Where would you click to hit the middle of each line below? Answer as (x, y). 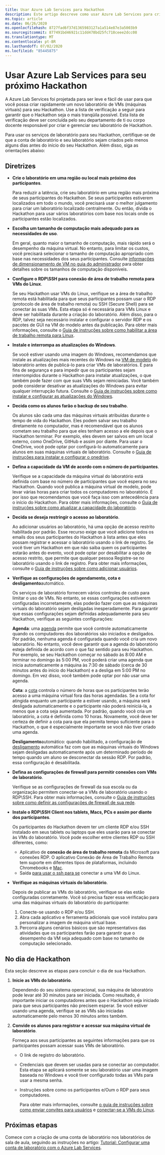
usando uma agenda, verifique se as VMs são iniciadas (68, 1011)
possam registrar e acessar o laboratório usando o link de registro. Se (83, 542)
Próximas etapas (31, 1125)
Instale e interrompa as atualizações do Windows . (64, 345)
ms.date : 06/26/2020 (26, 23)
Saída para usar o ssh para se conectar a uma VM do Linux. (80, 873)
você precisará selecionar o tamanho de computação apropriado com (83, 253)
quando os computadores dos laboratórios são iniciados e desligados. (83, 634)
